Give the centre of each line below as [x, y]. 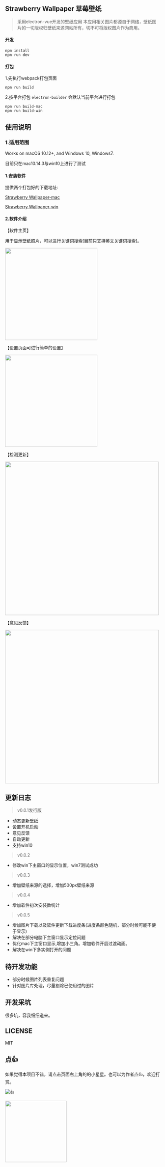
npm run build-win [24, 111]
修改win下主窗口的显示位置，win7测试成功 [55, 865]
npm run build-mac [24, 107]
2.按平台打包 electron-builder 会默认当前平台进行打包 [60, 97]
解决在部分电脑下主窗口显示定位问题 [49, 938]
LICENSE [19, 1031]
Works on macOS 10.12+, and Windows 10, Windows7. [59, 153]
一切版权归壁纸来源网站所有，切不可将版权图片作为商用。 [84, 28]
